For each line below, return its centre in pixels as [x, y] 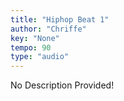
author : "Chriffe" [48, 29]
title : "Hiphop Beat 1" [60, 19]
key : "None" [35, 38]
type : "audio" [40, 57]
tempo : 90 [31, 47]
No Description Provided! [62, 85]
